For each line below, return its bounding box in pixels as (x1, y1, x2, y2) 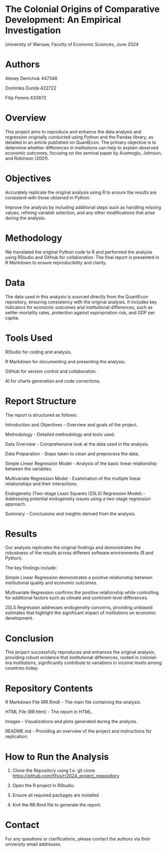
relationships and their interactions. (5, 481, 78, 487)
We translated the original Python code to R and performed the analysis (5, 249, 152, 255)
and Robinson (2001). (5, 155, 49, 161)
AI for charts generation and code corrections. (5, 378, 101, 384)
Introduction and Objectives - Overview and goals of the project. (5, 421, 138, 428)
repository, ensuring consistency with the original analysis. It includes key (5, 299, 157, 305)
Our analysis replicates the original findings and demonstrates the (5, 545, 141, 551)
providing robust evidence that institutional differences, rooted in (5, 655, 139, 661)
